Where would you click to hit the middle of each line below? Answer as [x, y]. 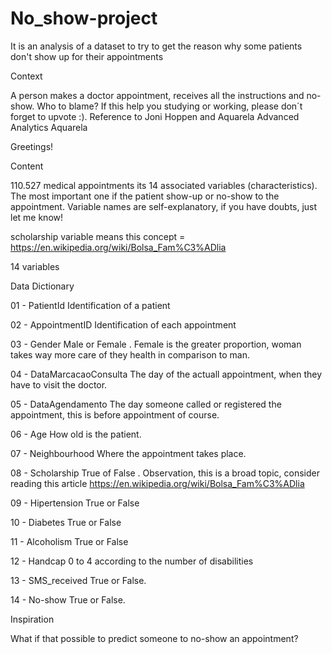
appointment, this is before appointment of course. [115, 414]
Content [27, 166]
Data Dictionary [42, 286]
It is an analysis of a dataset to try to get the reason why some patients [156, 46]
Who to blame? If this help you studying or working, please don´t [169, 106]
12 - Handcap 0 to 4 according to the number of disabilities [132, 561]
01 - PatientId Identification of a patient [90, 305]
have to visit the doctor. [59, 384]
